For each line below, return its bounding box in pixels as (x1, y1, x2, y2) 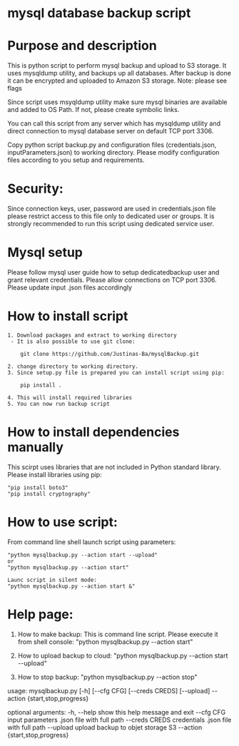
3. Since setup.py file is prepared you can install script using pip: (7, 369, 225, 376)
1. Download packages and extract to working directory (7, 332, 177, 339)
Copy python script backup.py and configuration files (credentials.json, (7, 140, 217, 149)
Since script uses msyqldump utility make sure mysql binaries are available (7, 98, 228, 106)
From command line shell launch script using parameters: (7, 537, 176, 546)
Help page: (7, 606, 73, 622)
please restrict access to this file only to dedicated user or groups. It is (7, 212, 215, 220)
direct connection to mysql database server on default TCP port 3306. (7, 127, 214, 136)
